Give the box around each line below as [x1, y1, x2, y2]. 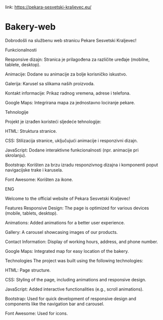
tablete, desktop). [5, 61, 41, 68]
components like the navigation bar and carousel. [5, 301, 104, 307]
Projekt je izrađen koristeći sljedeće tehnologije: [5, 119, 102, 124]
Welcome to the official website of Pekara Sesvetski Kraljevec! [5, 196, 130, 201]
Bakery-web [5, 22, 56, 32]
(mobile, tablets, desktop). [5, 210, 58, 216]
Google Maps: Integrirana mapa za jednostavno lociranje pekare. [5, 99, 135, 105]
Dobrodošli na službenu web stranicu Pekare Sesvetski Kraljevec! [5, 37, 137, 43]
